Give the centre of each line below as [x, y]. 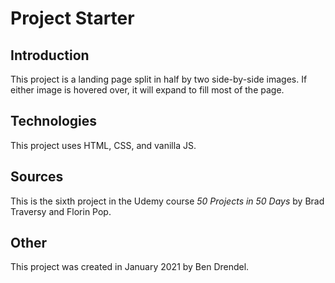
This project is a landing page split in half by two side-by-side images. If [159, 79]
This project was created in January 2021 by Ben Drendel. [130, 267]
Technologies [54, 121]
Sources [37, 177]
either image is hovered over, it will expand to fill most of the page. [147, 90]
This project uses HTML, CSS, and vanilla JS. [103, 145]
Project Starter [72, 18]
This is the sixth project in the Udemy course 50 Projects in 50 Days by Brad [167, 201]
